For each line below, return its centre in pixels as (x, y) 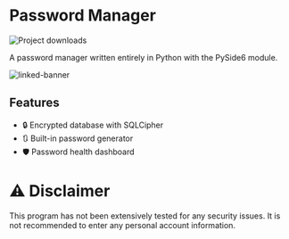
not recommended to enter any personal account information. (123, 225)
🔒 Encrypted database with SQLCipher (93, 125)
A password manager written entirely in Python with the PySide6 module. (144, 57)
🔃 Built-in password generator (78, 138)
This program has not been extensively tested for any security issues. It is (145, 216)
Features (34, 103)
